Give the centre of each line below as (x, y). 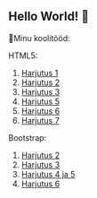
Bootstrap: (28, 138)
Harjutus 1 (40, 73)
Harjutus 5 (40, 101)
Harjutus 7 (40, 120)
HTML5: (23, 56)
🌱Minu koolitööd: (39, 38)
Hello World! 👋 (49, 17)
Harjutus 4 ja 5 (48, 174)
